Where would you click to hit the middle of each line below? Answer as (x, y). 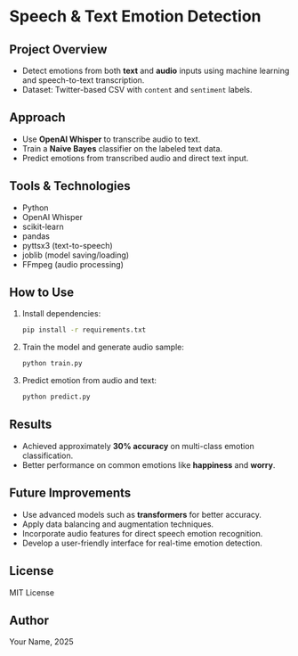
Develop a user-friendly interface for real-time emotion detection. (142, 543)
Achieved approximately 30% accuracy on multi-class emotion (138, 446)
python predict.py (56, 397)
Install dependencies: (61, 314)
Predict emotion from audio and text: (89, 381)
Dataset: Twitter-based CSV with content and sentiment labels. (137, 90)
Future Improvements (70, 493)
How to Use (42, 293)
